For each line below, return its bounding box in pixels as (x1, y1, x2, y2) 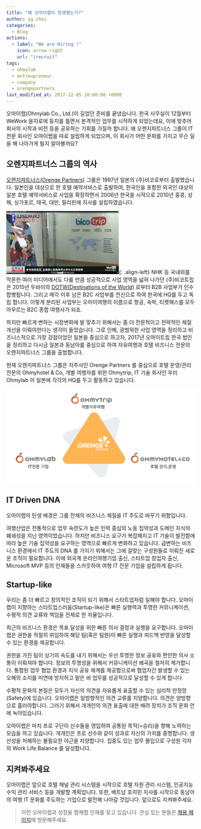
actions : (6, 35, 28, 41)
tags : (6, 60, 20, 66)
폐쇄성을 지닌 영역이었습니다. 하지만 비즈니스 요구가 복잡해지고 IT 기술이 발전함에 (6, 531, 196, 539)
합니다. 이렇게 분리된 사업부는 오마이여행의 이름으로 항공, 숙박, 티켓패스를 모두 (12, 298, 195, 305)
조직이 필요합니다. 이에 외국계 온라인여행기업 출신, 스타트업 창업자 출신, (12, 554, 179, 561)
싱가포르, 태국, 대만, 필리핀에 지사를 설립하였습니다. (14, 199, 134, 206)
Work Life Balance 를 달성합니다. (12, 744, 91, 752)
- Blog (11, 29, 28, 35)
